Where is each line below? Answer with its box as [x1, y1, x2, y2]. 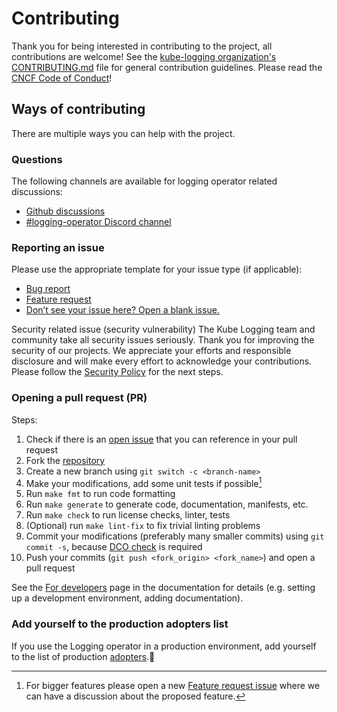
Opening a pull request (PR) [11, 391, 148, 405]
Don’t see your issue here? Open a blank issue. [25, 304, 220, 316]
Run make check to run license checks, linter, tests [25, 509, 231, 521]
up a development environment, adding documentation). [11, 592, 244, 604]
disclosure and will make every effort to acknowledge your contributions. [11, 355, 313, 367]
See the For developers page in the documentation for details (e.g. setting [11, 582, 316, 594]
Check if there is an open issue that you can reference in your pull [25, 433, 298, 445]
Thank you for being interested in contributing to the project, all [11, 40, 273, 52]
